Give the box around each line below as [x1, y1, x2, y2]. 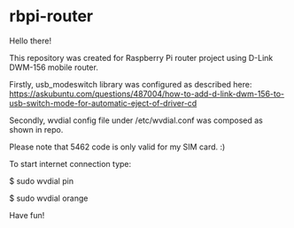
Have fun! [9, 209, 45, 220]
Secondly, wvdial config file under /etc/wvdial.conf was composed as [9, 115, 263, 125]
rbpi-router [9, 6, 94, 27]
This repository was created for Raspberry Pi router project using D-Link [9, 52, 274, 63]
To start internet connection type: [9, 158, 132, 169]
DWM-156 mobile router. [9, 62, 99, 72]
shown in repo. [9, 124, 64, 134]
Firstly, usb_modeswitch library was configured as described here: [9, 79, 252, 89]
